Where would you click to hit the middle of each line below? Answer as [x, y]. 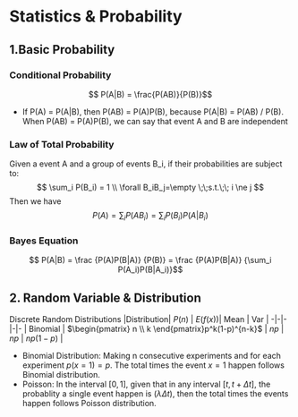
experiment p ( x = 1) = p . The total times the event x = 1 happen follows [153, 365]
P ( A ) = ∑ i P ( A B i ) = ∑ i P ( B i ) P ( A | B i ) [150, 217]
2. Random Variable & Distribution [105, 298]
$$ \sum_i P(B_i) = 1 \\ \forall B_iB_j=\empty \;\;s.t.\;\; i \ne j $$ [150, 187]
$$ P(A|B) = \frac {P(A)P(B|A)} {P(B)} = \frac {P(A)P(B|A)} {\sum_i [150, 260]
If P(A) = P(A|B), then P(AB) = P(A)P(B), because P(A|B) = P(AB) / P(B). [153, 111]
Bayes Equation [44, 241]
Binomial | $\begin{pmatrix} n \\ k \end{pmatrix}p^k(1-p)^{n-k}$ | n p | [156, 329]
